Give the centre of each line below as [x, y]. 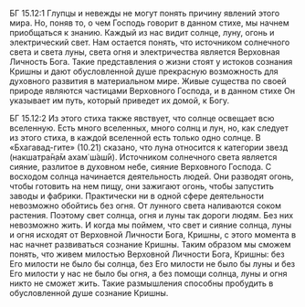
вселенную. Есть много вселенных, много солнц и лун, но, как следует [149, 128]
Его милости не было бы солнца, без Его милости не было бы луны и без [152, 264]
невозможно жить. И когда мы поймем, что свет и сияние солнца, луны [151, 225]
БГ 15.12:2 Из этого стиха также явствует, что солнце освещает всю [142, 118]
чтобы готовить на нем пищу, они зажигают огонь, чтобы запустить [142, 186]
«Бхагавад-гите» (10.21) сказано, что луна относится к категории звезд [149, 147]
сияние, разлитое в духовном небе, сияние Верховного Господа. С [141, 167]
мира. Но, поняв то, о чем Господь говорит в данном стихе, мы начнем [149, 23]
